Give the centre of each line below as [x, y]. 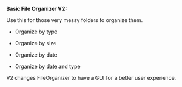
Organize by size [36, 43]
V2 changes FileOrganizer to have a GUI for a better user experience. [91, 78]
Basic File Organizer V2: [37, 9]
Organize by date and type [47, 66]
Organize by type [36, 32]
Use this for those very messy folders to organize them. [75, 20]
